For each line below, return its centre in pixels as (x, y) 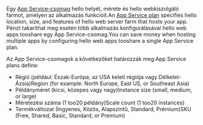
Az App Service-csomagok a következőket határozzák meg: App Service (96, 59)
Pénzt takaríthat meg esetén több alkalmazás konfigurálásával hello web (96, 28)
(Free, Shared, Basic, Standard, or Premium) (70, 115)
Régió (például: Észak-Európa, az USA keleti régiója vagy (86, 77)
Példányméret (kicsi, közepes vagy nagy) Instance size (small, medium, (103, 90)
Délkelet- (170, 77)
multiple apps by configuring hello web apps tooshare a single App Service (100, 41)
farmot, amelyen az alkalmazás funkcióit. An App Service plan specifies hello (101, 15)
